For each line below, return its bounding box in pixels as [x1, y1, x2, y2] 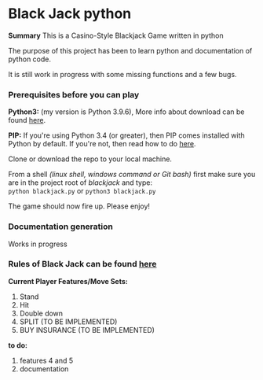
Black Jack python [8, 5, 132, 23]
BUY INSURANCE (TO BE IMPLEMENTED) [19, 325, 155, 334]
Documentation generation [8, 221, 114, 232]
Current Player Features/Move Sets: [8, 276, 128, 286]
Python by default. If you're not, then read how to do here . [8, 139, 196, 149]
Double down [19, 308, 64, 318]
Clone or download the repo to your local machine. [8, 154, 173, 164]
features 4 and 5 [19, 356, 74, 365]
